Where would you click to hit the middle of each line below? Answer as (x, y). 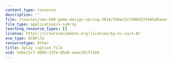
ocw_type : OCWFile (25, 39)
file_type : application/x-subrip (41, 24)
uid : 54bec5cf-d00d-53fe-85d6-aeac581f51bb (52, 52)
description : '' (23, 15)
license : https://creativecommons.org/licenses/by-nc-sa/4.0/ (73, 34)
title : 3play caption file (34, 48)
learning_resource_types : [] (36, 29)
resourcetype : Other (27, 43)
